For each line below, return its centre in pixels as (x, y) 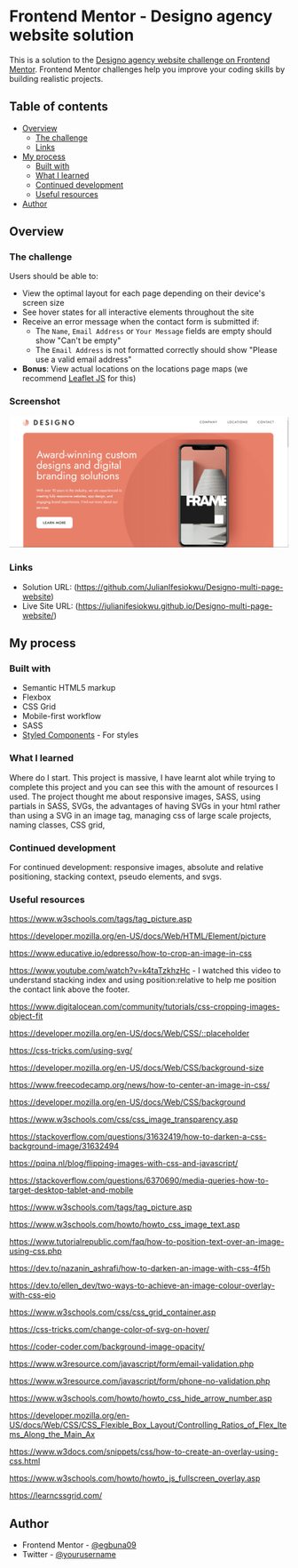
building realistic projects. (56, 78)
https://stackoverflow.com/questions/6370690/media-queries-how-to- (139, 1180)
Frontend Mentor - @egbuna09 (79, 1545)
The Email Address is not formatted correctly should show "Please (156, 350)
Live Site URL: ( (50, 605)
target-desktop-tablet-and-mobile (71, 1190)
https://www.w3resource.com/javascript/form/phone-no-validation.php (140, 1381)
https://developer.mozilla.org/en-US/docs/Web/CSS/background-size (137, 1068)
